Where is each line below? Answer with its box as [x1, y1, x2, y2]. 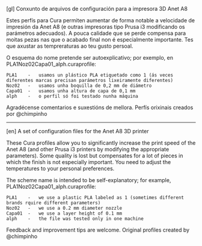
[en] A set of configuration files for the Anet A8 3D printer [6, 128, 149, 134]
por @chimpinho [6, 110, 47, 117]
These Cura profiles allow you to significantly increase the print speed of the [6, 139, 196, 147]
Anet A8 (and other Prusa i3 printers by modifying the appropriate [6, 146, 170, 153]
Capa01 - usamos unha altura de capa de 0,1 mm [6, 88, 136, 94]
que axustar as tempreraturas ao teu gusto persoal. [6, 42, 133, 49]
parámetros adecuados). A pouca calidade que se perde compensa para [6, 30, 186, 37]
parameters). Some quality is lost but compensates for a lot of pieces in [6, 152, 183, 159]
